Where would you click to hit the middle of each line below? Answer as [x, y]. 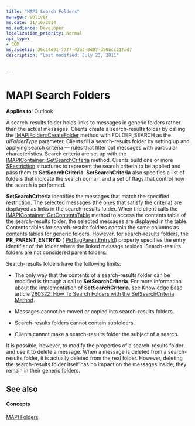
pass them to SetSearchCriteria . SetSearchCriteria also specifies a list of [95, 173]
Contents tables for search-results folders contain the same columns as [93, 228]
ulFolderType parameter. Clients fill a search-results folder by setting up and [98, 141]
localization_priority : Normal [44, 33]
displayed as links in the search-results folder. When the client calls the [92, 209]
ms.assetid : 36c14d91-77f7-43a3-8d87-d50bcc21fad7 [69, 50]
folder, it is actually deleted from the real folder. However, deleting [103, 358]
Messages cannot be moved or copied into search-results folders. [94, 312]
